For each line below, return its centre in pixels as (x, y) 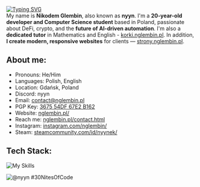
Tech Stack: (29, 151)
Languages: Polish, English (48, 81)
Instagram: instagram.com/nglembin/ (61, 126)
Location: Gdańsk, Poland (47, 87)
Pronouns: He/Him (38, 75)
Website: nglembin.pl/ (42, 113)
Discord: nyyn (32, 94)
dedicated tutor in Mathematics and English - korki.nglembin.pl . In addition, (100, 35)
